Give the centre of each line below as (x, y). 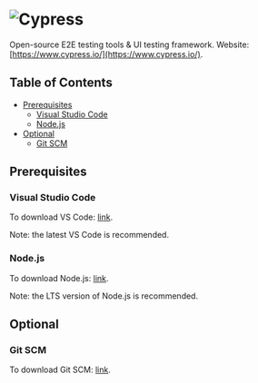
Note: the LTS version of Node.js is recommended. (104, 296)
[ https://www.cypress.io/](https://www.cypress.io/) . (106, 54)
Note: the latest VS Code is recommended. (89, 235)
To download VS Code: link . (61, 217)
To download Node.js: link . (59, 278)
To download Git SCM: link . (60, 370)
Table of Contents (61, 83)
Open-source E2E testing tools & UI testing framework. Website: (129, 44)
